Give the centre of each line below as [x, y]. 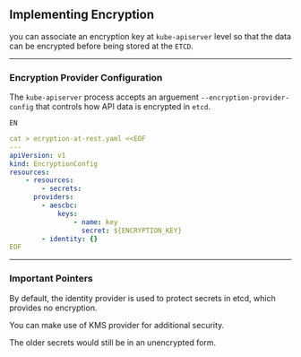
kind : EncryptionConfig [54, 164]
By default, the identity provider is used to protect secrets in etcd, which [142, 298]
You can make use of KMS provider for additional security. [117, 325]
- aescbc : [60, 205]
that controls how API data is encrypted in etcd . [123, 107]
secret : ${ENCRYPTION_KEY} [131, 231]
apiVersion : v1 [38, 155]
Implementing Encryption [82, 15]
